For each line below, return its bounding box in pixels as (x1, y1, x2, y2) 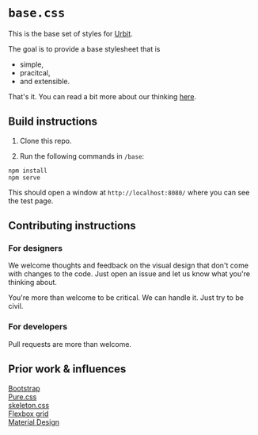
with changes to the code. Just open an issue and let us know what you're (8, 269, 251, 279)
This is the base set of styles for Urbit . (8, 29, 133, 38)
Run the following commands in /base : (19, 151, 145, 160)
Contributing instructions (8, 219, 136, 233)
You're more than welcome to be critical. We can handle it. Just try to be (8, 293, 244, 302)
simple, (19, 60, 44, 69)
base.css (8, 6, 66, 21)
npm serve (8, 173, 41, 182)
